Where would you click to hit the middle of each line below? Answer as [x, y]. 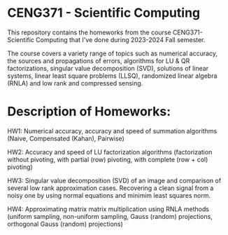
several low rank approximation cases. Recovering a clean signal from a [111, 188]
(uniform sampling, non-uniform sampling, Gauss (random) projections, [110, 216]
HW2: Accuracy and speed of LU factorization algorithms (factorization [110, 152]
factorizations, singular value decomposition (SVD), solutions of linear [108, 68]
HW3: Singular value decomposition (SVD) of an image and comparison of [114, 180]
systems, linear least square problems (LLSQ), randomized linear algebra [112, 76]
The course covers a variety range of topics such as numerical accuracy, [113, 53]
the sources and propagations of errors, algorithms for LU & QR [99, 60]
